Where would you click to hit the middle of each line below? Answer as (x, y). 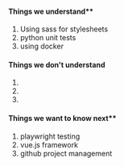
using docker (42, 46)
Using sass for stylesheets (64, 29)
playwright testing (50, 136)
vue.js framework (49, 144)
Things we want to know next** (62, 118)
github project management (66, 153)
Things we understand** (51, 11)
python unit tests (48, 38)
